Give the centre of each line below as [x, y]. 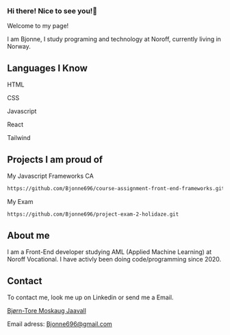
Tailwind [19, 138]
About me [28, 236]
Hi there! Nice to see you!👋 [52, 11]
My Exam [20, 201]
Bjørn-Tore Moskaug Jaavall [47, 311]
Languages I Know [47, 68]
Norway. [19, 47]
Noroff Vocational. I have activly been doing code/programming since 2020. [114, 259]
